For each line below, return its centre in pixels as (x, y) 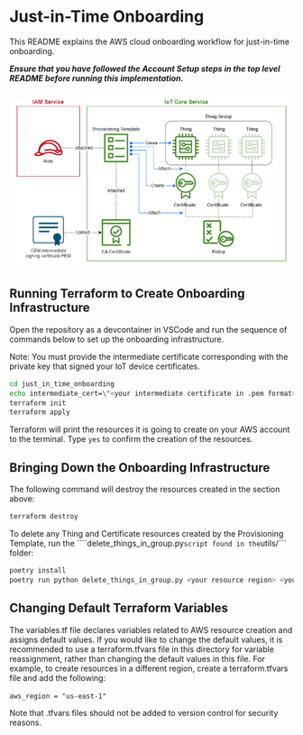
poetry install (38, 571)
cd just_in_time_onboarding (62, 384)
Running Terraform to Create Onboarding (127, 294)
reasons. (26, 722)
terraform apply (40, 412)
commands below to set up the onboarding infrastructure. (117, 339)
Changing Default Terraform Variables (119, 608)
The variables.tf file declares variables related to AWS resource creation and (151, 629)
